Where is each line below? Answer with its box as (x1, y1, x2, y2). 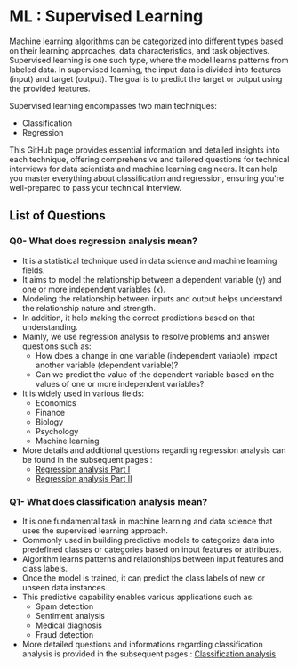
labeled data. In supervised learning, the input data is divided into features (9, 64, 282, 75)
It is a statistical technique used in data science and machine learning (21, 255, 277, 266)
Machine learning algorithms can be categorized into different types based (9, 36, 284, 46)
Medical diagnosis (35, 620, 102, 631)
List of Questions (9, 208, 106, 224)
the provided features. (9, 83, 91, 94)
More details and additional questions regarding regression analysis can (21, 444, 286, 456)
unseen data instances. (21, 581, 108, 592)
